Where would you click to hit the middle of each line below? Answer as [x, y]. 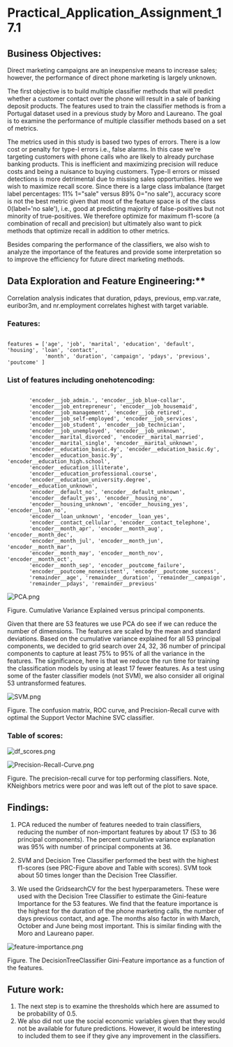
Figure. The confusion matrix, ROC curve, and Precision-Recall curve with [113, 710]
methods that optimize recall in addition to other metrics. [89, 231]
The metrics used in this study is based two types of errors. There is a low [114, 142]
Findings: [28, 808]
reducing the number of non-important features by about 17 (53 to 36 [117, 832]
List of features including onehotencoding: [81, 380]
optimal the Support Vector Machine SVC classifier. [81, 718]
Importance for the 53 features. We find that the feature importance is [118, 903]
